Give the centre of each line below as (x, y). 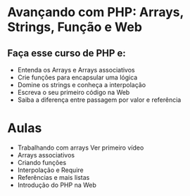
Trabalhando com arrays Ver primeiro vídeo (81, 148)
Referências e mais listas (53, 177)
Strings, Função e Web (75, 27)
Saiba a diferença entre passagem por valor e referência (99, 100)
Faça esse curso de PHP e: (67, 53)
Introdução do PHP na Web (57, 185)
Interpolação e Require (50, 170)
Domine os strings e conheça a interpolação (82, 85)
